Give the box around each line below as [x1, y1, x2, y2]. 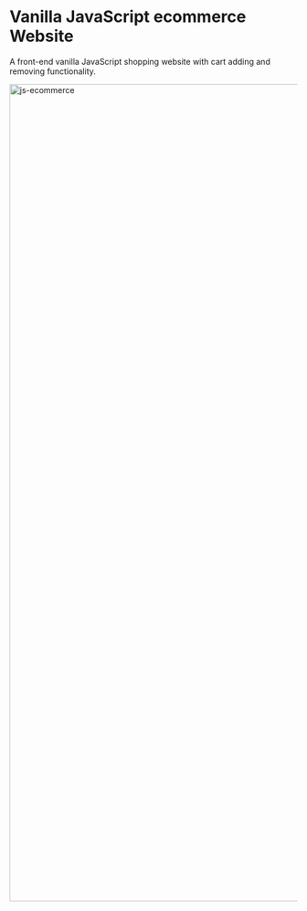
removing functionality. [9, 66, 96, 77]
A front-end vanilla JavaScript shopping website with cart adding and [9, 56, 271, 67]
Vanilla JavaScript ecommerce [9, 6, 247, 27]
